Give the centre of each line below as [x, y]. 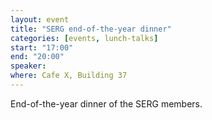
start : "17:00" [42, 47]
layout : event [40, 19]
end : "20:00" [37, 57]
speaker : [28, 66]
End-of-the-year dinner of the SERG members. [106, 103]
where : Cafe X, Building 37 [69, 76]
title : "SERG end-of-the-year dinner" [91, 29]
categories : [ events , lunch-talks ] [84, 38]
